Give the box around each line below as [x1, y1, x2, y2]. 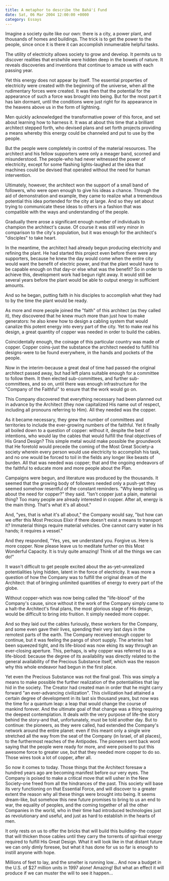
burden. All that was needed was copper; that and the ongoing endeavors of [5, 459, 164, 466]
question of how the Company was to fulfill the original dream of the [5, 574, 147, 581]
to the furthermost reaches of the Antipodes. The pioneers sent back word [5, 738, 160, 745]
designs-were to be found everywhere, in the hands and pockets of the [5, 350, 153, 356]
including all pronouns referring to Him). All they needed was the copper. [5, 407, 156, 413]
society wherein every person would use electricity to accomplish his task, [5, 449, 160, 455]
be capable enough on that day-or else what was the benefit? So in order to [5, 266, 162, 273]
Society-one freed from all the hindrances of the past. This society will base [5, 781, 163, 787]
